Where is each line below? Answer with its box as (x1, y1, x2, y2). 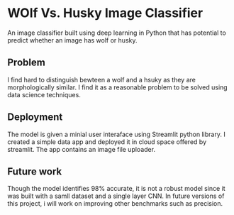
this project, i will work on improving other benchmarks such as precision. (7, 199, 223, 208)
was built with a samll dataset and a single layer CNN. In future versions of (7, 192, 225, 200)
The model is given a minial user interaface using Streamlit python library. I (7, 130, 225, 138)
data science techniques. (7, 90, 82, 99)
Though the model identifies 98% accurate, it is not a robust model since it (7, 184, 225, 193)
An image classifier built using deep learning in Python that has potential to (7, 28, 227, 37)
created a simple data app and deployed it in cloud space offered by (7, 137, 207, 146)
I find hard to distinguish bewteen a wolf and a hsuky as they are (7, 75, 196, 84)
